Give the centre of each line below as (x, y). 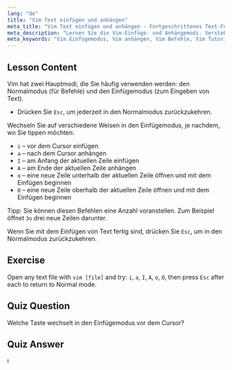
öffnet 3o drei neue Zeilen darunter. (57, 217)
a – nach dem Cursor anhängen (62, 153)
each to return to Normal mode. (52, 284)
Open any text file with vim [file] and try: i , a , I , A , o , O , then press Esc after (116, 277)
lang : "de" (23, 13)
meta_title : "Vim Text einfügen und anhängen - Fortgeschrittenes (105, 26)
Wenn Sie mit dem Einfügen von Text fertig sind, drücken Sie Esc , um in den (115, 231)
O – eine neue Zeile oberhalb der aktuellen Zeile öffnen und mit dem (113, 190)
